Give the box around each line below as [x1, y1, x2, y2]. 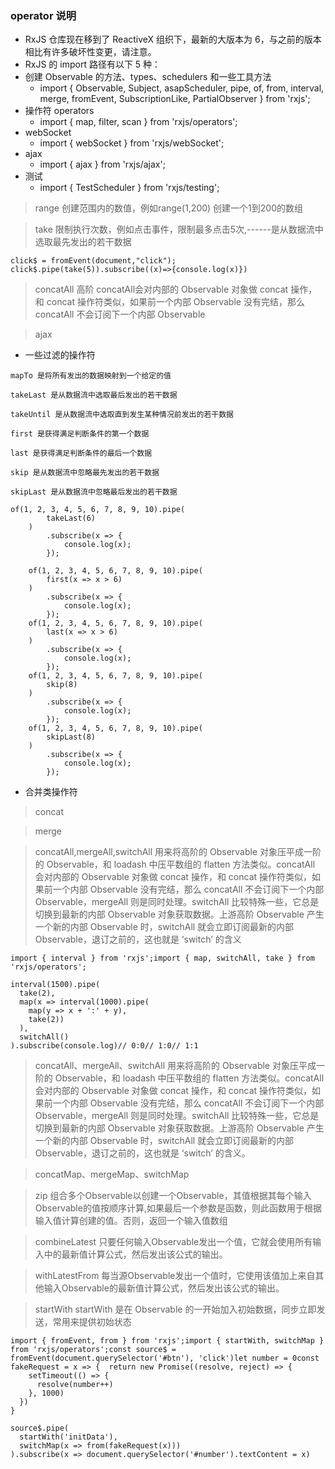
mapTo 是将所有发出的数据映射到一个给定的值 [10, 371, 172, 381]
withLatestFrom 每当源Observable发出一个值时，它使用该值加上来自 [34, 1270, 316, 1282]
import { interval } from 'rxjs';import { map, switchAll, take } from [10, 953, 315, 964]
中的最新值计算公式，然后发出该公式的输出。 [43, 1248, 228, 1261]
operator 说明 [10, 8, 77, 22]
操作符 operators [24, 105, 95, 117]
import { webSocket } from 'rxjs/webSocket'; [39, 137, 225, 149]
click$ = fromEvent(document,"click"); [10, 256, 177, 266]
